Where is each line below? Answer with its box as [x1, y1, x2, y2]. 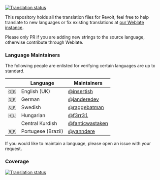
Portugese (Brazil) [21, 128, 64, 135]
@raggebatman [68, 104, 104, 111]
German [21, 96, 40, 103]
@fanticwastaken [68, 120, 108, 127]
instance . [5, 25, 24, 30]
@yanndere [68, 128, 95, 135]
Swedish [21, 104, 41, 111]
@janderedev [68, 96, 99, 103]
